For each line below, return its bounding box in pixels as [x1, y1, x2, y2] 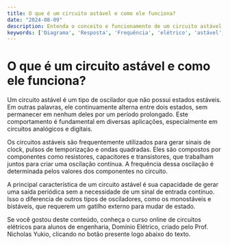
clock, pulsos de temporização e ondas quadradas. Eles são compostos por [7, 145, 221, 154]
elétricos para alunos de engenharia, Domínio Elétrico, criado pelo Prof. [7, 223, 209, 231]
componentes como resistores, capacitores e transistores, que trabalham [7, 153, 214, 161]
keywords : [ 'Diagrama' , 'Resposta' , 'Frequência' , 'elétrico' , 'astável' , [7, 29, 225, 36]
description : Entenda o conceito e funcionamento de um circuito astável [7, 23, 222, 29]
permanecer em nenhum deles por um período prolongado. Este [7, 110, 188, 118]
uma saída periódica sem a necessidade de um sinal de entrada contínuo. [7, 188, 215, 196]
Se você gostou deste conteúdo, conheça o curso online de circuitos [7, 216, 202, 224]
